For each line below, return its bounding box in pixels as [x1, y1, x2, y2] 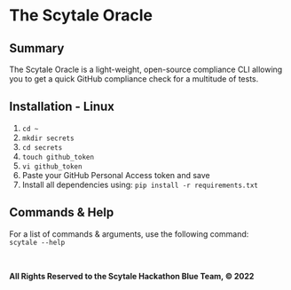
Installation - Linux [9, 99, 115, 114]
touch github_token [21, 153, 95, 161]
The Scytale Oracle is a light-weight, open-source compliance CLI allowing [9, 64, 283, 74]
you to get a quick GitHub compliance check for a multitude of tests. [9, 74, 259, 84]
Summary [9, 41, 65, 56]
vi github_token [21, 161, 83, 171]
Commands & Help [9, 205, 114, 220]
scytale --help [9, 238, 66, 247]
